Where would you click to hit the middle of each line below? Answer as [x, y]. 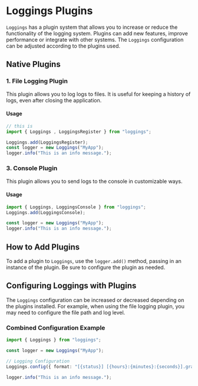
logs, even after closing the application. [54, 100]
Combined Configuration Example [56, 328]
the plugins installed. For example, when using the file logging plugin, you [95, 306]
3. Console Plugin [32, 168]
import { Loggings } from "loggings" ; [54, 340]
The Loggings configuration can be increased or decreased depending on [95, 300]
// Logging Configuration [38, 361]
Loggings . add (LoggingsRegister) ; [47, 142]
